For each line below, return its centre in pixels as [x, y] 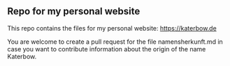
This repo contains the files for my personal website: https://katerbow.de [112, 28]
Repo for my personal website [74, 11]
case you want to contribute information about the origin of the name [107, 49]
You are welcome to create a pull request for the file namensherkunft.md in [115, 42]
